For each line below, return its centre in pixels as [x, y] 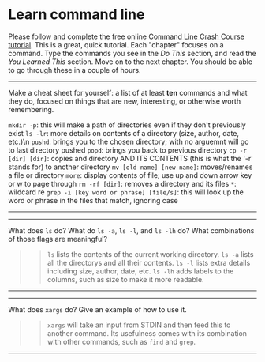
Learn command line [77, 15]
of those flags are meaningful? [58, 239]
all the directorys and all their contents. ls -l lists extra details [149, 262]
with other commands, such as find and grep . [121, 341]
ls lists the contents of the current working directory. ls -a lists [150, 254]
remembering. [31, 109]
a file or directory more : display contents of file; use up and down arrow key [130, 175]
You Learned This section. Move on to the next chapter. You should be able [131, 62]
